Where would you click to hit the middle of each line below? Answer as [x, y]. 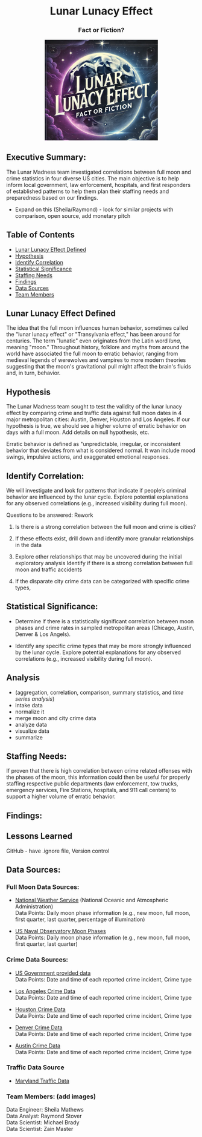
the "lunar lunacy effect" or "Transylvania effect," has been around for [93, 335]
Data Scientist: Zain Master [40, 1129]
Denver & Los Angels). [43, 634]
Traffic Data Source [35, 1067]
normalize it [30, 712]
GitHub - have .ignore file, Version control [58, 851]
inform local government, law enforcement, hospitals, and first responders [99, 185]
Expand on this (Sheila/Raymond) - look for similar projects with [94, 209]
